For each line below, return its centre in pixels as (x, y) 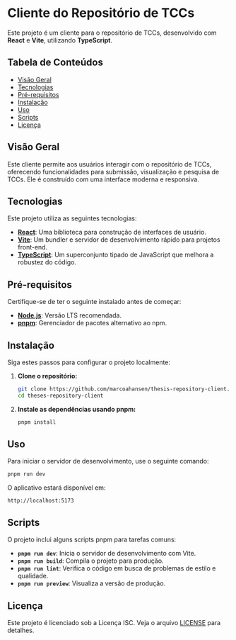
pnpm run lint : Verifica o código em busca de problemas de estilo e (117, 568)
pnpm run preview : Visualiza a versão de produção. (92, 583)
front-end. (33, 247)
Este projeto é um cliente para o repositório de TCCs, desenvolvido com (112, 33)
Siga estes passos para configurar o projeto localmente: (89, 362)
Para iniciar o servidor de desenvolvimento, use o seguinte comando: (108, 461)
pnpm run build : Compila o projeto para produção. (90, 561)
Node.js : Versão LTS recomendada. (70, 315)
